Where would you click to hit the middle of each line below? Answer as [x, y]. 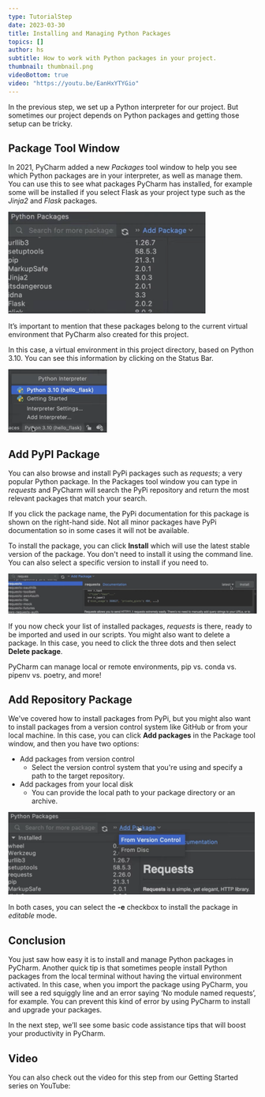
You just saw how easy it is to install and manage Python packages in [121, 960]
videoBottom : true [38, 75]
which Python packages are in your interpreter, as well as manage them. [125, 176]
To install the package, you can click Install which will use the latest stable [129, 546]
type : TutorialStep [40, 17]
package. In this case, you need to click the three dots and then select [122, 643]
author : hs [26, 50]
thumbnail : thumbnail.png [50, 67]
